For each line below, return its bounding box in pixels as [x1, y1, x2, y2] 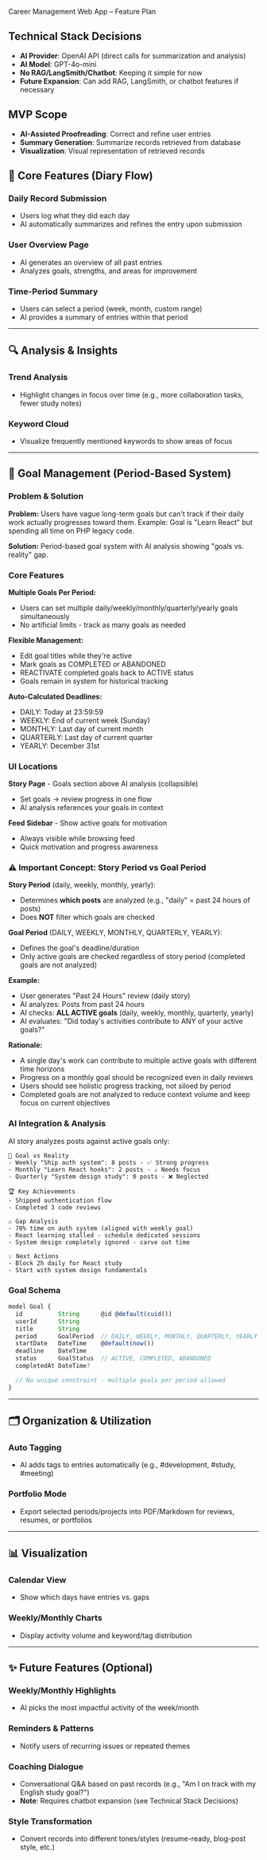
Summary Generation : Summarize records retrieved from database [19, 137, 241, 147]
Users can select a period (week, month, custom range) [19, 303, 203, 313]
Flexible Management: [8, 635, 84, 644]
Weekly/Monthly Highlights [8, 1685, 117, 1696]
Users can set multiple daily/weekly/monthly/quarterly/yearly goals [19, 603, 238, 613]
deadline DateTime [15, 1347, 87, 1355]
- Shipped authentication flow [8, 1196, 112, 1204]
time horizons [19, 1064, 65, 1074]
